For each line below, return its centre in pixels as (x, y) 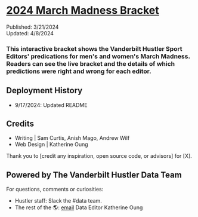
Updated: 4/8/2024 (30, 33)
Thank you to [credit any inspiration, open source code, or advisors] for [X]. (99, 156)
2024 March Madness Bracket (83, 10)
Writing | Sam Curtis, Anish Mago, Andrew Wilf (72, 138)
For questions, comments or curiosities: (55, 190)
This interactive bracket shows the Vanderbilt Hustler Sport (94, 48)
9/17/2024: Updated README (51, 105)
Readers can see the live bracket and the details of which (90, 63)
